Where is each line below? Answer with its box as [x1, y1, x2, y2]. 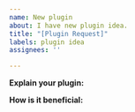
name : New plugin [9, 12, 73, 22]
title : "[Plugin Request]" [9, 29, 109, 38]
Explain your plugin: [9, 78, 85, 88]
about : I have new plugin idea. [9, 21, 128, 30]
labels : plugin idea [9, 37, 86, 47]
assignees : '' [9, 46, 62, 55]
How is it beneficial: [9, 94, 84, 106]
